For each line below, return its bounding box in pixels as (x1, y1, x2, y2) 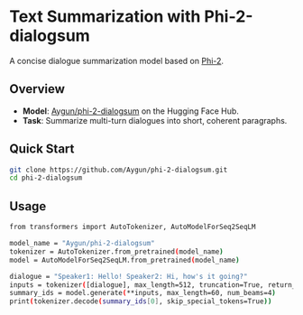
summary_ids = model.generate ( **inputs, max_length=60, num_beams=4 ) (9, 289, 277, 298)
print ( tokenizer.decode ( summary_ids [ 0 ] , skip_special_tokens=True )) (9, 297, 272, 306)
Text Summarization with (9, 6, 201, 27)
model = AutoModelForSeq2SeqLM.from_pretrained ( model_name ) (9, 255, 241, 264)
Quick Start (9, 142, 75, 157)
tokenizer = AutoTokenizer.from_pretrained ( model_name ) (9, 246, 224, 256)
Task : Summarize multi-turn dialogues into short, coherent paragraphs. (22, 115, 288, 125)
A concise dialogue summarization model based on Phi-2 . (9, 55, 224, 66)
